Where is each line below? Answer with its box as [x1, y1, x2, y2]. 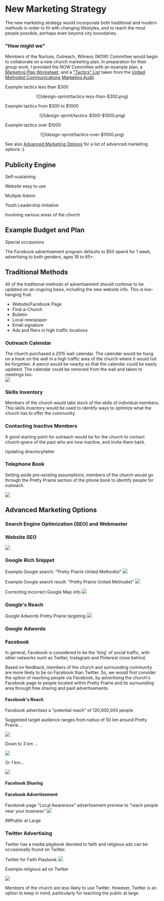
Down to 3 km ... [5, 741, 38, 747]
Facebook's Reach [5, 697, 44, 702]
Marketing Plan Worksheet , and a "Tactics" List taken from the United [5, 69, 145, 75]
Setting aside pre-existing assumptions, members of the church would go [5, 472, 153, 478]
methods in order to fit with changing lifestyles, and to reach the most [5, 25, 146, 30]
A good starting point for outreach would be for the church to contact [5, 434, 145, 439]
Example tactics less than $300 [5, 84, 69, 90]
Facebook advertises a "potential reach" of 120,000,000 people [5, 707, 134, 713]
